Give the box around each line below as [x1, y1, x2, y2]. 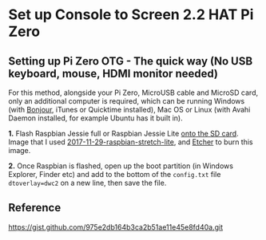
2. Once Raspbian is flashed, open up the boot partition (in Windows [8, 161, 234, 171]
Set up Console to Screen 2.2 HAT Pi [8, 6, 254, 24]
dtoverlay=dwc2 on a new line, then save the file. [8, 178, 167, 187]
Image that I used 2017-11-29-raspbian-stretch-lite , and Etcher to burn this [8, 137, 253, 147]
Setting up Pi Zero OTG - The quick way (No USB [8, 54, 253, 68]
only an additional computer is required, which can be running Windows [8, 96, 245, 105]
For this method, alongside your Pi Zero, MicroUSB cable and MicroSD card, [8, 88, 258, 97]
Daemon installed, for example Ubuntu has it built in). [8, 113, 183, 123]
